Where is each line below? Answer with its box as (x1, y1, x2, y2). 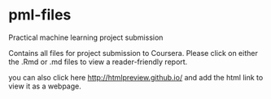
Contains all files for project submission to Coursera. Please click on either (8, 48, 258, 58)
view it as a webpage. (8, 81, 81, 91)
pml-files (8, 6, 72, 24)
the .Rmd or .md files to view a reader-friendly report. (8, 57, 188, 67)
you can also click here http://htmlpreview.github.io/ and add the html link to (8, 72, 264, 82)
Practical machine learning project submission (8, 32, 164, 42)
